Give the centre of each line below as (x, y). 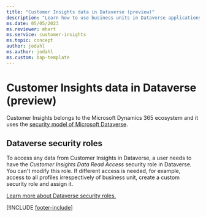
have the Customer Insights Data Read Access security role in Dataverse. (99, 164)
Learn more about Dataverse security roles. (61, 196)
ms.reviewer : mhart (31, 29)
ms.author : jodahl (30, 52)
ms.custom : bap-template (38, 57)
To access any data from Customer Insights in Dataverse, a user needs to (99, 158)
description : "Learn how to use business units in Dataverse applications (104, 18)
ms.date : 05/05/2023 (33, 23)
